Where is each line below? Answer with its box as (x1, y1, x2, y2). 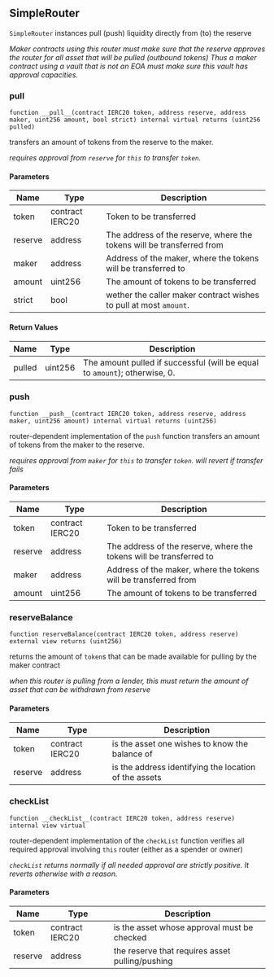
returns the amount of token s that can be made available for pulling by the (9, 651, 257, 662)
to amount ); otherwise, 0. (83, 366, 176, 378)
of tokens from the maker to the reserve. (9, 440, 145, 449)
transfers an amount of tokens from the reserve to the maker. (9, 138, 214, 147)
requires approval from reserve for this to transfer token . (9, 153, 202, 163)
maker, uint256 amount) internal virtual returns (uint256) (9, 417, 218, 425)
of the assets (111, 771, 162, 782)
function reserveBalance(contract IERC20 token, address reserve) (9, 630, 239, 638)
